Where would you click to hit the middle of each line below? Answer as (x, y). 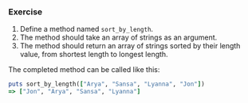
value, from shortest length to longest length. (94, 55)
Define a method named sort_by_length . (87, 29)
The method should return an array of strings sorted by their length (130, 46)
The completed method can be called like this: (84, 70)
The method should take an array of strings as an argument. (118, 37)
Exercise (26, 12)
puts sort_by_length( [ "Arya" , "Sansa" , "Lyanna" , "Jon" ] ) (106, 84)
